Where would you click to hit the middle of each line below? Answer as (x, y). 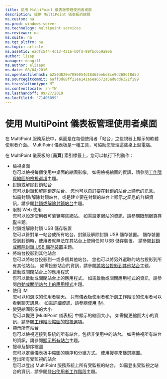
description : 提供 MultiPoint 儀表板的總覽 (48, 14)
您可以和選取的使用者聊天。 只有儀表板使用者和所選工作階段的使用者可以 (87, 297)
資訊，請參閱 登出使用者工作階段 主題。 (60, 372)
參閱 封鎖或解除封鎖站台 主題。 (56, 203)
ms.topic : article (24, 47)
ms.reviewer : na (22, 33)
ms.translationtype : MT (30, 84)
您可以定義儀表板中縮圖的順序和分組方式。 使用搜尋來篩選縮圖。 (78, 353)
